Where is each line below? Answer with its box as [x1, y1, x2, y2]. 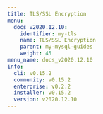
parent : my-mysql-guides [20, 43, 93, 50]
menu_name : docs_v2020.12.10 [7, 57, 93, 64]
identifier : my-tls [20, 30, 78, 38]
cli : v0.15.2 [13, 69, 52, 76]
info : [7, 63, 23, 70]
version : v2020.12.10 [13, 96, 78, 103]
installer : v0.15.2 [13, 89, 71, 96]
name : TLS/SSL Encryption [20, 37, 97, 44]
